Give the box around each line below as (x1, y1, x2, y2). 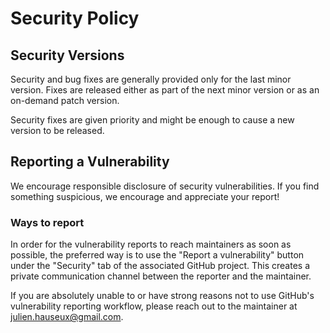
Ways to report (10, 215, 85, 229)
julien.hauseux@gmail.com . (10, 311, 124, 323)
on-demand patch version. (10, 95, 120, 106)
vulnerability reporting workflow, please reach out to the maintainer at (10, 300, 298, 312)
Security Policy (10, 7, 140, 30)
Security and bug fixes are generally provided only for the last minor (10, 73, 292, 85)
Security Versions (10, 47, 125, 64)
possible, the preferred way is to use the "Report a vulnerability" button (10, 249, 305, 261)
